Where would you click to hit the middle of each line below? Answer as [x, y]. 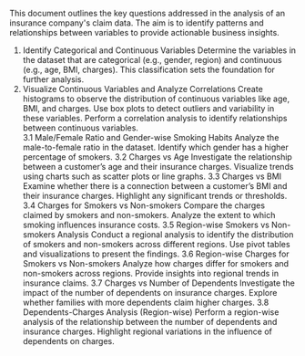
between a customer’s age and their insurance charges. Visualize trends [158, 167]
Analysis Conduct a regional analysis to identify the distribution [175, 235]
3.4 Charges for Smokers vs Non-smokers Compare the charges [144, 205]
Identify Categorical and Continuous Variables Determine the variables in [159, 50]
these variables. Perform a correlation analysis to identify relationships [155, 118]
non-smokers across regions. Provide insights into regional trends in [151, 273]
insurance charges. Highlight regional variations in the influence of [147, 331]
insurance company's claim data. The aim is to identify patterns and [137, 23]
